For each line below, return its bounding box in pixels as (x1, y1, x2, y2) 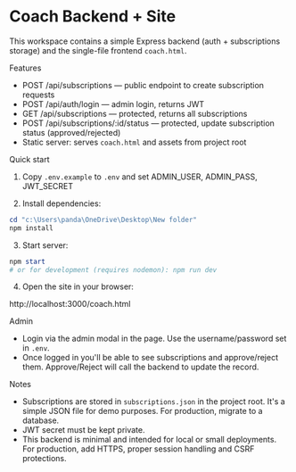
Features (9, 62, 42, 73)
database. (21, 415, 60, 426)
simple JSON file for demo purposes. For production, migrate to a (21, 406, 263, 417)
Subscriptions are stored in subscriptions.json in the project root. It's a (21, 396, 285, 407)
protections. (21, 453, 67, 464)
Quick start (9, 153, 50, 164)
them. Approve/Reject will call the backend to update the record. (21, 361, 259, 372)
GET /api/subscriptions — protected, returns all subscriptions (21, 108, 248, 119)
